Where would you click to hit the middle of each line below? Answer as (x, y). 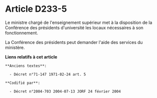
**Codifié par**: (23, 83)
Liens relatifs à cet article (31, 57)
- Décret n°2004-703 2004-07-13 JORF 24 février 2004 (65, 91)
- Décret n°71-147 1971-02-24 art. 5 (48, 74)
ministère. (15, 47)
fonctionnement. (21, 33)
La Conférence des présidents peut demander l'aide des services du (74, 42)
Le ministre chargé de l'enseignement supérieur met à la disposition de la (79, 22)
